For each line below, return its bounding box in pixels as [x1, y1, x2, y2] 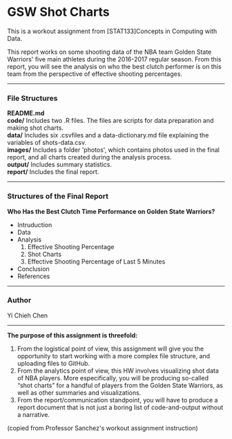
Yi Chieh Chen [7, 311, 48, 320]
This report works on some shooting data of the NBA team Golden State [7, 48, 212, 56]
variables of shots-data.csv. [7, 139, 87, 147]
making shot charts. [7, 124, 64, 132]
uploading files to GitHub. [17, 359, 90, 367]
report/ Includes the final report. [7, 168, 99, 176]
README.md [7, 109, 45, 117]
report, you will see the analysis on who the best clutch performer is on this [7, 62, 222, 70]
